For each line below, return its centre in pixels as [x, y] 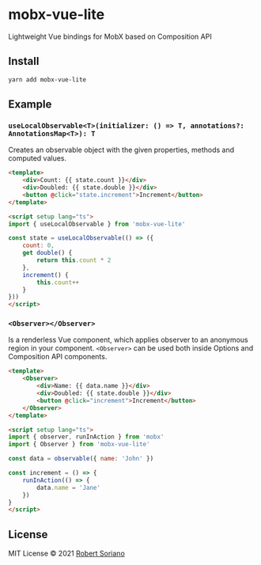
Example [30, 104]
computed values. [38, 158]
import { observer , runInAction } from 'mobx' [86, 437]
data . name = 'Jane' [69, 487]
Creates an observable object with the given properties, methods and [121, 150]
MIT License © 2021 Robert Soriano [66, 554]
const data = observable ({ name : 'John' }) [81, 459]
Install [24, 61]
